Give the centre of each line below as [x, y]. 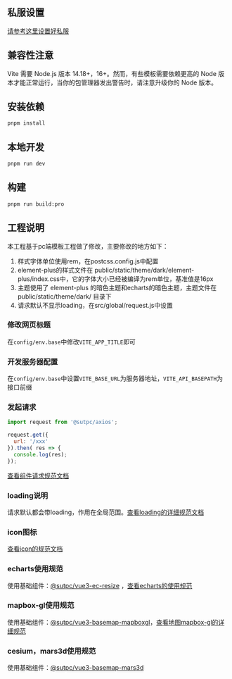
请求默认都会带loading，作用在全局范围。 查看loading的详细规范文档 [106, 512]
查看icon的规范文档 [35, 549]
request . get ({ [28, 435]
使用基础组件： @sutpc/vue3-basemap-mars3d [76, 668]
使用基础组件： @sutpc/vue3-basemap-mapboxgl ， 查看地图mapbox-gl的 [113, 622]
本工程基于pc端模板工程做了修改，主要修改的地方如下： [88, 246]
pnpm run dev [26, 164]
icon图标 [22, 532]
